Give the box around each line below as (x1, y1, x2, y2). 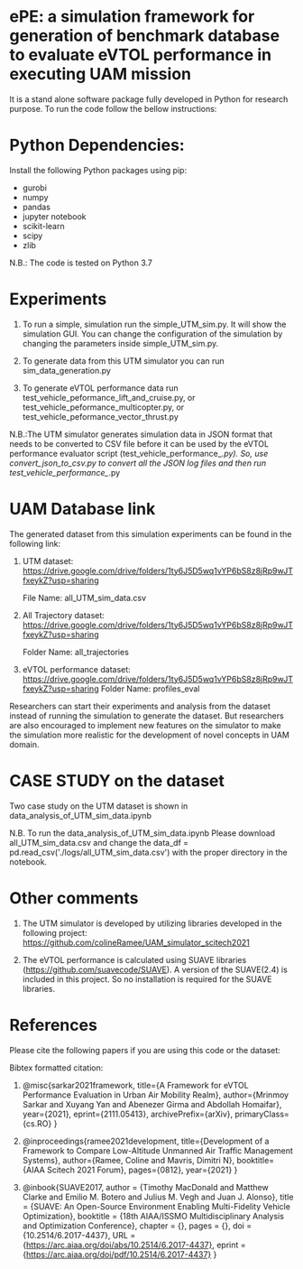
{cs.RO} (22, 1117, 52, 1129)
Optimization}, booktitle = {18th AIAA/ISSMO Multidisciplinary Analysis (22, 1210, 284, 1221)
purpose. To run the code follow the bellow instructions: (9, 103, 217, 114)
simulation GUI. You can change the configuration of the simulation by (22, 328, 283, 339)
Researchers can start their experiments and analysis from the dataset (9, 700, 271, 711)
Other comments (9, 887, 139, 908)
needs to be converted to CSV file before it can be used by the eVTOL (9, 438, 269, 449)
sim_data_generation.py (22, 365, 111, 375)
